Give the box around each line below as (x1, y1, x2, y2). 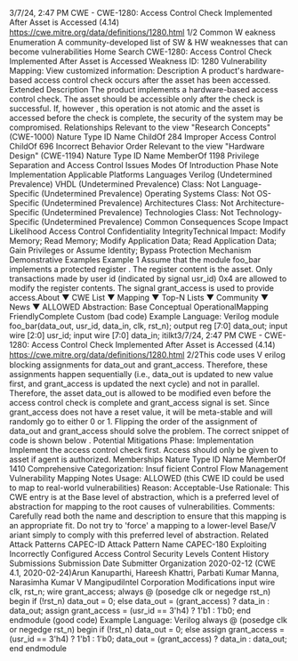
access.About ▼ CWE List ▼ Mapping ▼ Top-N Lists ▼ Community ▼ (9, 293, 270, 302)
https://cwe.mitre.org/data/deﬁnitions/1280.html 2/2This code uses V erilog (9, 350, 286, 359)
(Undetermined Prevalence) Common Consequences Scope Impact (41, 217, 289, 227)
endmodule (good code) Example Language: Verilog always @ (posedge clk (9, 615, 287, 625)
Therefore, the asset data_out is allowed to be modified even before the (9, 388, 271, 399)
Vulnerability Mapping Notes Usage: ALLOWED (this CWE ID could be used (9, 473, 285, 483)
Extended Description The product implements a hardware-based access (9, 85, 278, 94)
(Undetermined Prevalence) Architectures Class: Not (41, 197, 234, 208)
